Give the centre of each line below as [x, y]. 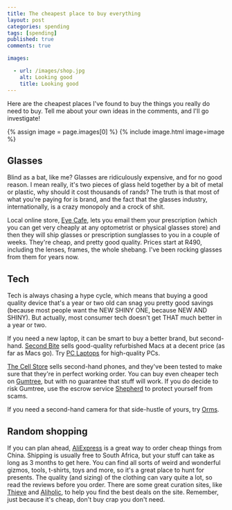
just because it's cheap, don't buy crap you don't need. [86, 499]
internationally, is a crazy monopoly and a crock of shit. [86, 207]
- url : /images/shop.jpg [49, 71]
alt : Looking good [46, 77]
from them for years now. [43, 257]
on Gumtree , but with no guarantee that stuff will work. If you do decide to [113, 381]
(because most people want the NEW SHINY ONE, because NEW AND [107, 310]
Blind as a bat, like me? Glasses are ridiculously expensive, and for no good [115, 177]
